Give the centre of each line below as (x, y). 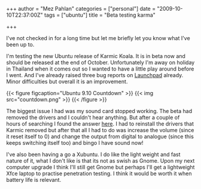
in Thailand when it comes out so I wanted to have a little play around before (100, 69)
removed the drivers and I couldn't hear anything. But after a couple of (93, 117)
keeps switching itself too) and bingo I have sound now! (75, 143)
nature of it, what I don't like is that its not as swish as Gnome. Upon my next (100, 161)
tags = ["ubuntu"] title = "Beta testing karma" (100, 15)
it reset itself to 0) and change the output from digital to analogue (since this (100, 136)
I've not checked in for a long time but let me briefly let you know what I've (98, 38)
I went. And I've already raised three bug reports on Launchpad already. (95, 75)
